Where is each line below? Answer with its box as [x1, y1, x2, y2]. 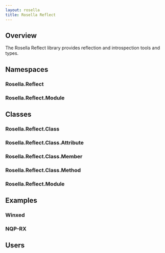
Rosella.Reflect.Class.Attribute [5, 139, 84, 146]
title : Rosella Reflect [5, 12, 56, 17]
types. [5, 50, 19, 56]
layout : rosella [5, 7, 40, 13]
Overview [5, 31, 37, 40]
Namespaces [5, 65, 49, 74]
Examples [5, 196, 37, 205]
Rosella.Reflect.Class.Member [5, 153, 83, 160]
